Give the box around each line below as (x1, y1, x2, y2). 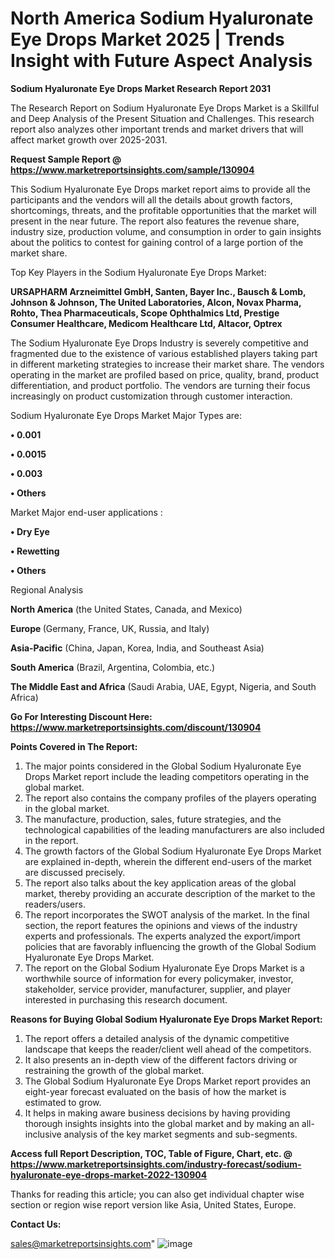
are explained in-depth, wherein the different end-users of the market (24, 855, 312, 867)
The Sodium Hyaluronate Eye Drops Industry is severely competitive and (10, 337, 309, 349)
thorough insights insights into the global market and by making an (24, 1117, 300, 1129)
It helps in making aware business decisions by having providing (24, 1107, 291, 1119)
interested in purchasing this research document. (24, 993, 228, 1006)
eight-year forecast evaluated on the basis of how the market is (24, 1085, 287, 1097)
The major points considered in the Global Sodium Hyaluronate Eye (24, 760, 302, 772)
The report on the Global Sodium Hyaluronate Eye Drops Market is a (24, 962, 305, 974)
